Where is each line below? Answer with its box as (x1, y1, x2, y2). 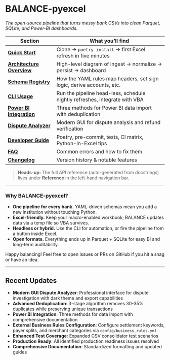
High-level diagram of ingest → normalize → (56, 60, 162, 68)
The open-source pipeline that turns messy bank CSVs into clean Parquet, (5, 20, 161, 26)
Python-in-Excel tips (56, 140, 107, 147)
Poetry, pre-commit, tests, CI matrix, (56, 133, 144, 140)
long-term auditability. (12, 242, 59, 248)
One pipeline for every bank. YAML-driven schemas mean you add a (12, 204, 157, 210)
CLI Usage (8, 92, 33, 100)
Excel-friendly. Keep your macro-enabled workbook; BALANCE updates (12, 214, 164, 221)
